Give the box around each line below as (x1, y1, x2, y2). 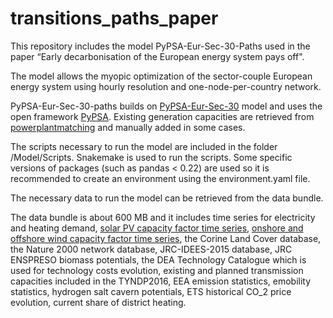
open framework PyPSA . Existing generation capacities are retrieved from (10, 110, 315, 122)
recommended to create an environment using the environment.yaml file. (10, 172, 311, 184)
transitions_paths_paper (10, 7, 219, 30)
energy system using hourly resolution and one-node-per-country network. (10, 80, 322, 92)
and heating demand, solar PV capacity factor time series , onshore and (10, 222, 304, 234)
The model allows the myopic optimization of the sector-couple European (10, 70, 313, 82)
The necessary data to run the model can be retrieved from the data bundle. (10, 192, 324, 204)
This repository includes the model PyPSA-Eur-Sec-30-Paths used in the (10, 40, 311, 52)
